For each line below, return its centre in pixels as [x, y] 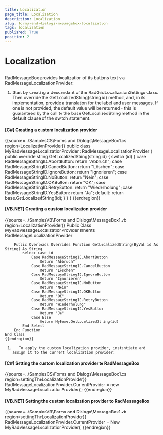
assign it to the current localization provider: [64, 352]
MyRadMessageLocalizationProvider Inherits [50, 230]
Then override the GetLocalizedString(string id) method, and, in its [79, 98]
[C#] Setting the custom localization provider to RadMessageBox [72, 363]
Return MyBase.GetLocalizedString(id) [79, 321]
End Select [34, 326]
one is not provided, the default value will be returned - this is [74, 108]
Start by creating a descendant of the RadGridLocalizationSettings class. [85, 92]
